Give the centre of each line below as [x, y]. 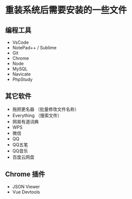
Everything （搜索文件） [37, 115]
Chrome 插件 [25, 174]
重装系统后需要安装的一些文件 [66, 10]
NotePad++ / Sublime [34, 48]
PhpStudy [22, 79]
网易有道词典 [25, 121]
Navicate [21, 74]
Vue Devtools [26, 192]
